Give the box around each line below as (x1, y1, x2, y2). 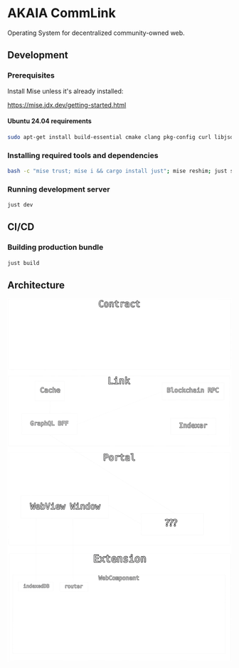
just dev (7, 202, 33, 209)
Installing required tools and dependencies (7, 150, 159, 160)
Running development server (7, 184, 110, 194)
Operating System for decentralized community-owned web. (7, 28, 185, 37)
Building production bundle (7, 242, 104, 252)
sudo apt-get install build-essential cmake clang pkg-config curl (7, 133, 212, 140)
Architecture (7, 279, 65, 291)
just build (7, 259, 40, 266)
